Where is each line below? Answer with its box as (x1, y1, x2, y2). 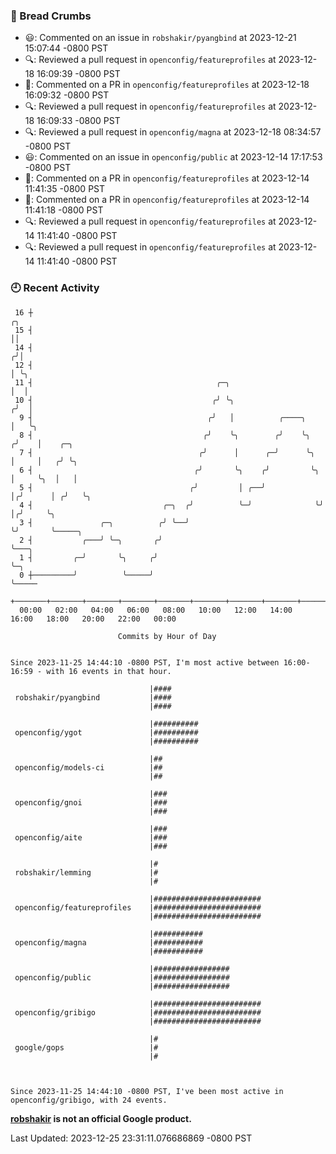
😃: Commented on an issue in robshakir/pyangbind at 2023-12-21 (24, 32, 297, 44)
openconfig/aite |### (14, 832, 168, 843)
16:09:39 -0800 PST (36, 68, 121, 80)
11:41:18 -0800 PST (24, 204, 104, 216)
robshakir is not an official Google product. (10, 1112, 192, 1124)
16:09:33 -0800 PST (36, 115, 121, 127)
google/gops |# (14, 1042, 159, 1053)
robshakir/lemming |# (14, 867, 159, 878)
